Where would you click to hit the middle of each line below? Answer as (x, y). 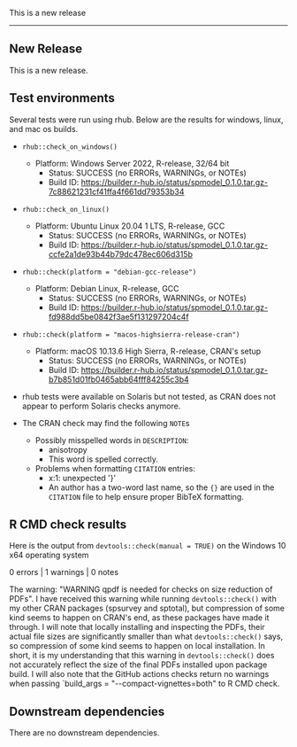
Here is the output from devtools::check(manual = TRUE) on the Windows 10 (148, 546)
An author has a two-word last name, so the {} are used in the (161, 487)
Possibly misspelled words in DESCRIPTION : (112, 440)
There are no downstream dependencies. (84, 733)
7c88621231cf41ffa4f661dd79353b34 (116, 191)
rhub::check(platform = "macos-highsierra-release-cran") (131, 335)
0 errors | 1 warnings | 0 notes (64, 572)
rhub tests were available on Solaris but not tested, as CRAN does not (148, 396)
